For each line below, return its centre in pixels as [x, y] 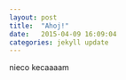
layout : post [33, 17]
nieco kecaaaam [39, 68]
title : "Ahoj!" [39, 26]
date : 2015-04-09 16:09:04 [63, 34]
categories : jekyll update [59, 42]
